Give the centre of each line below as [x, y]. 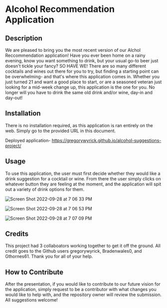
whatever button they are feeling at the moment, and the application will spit [83, 184]
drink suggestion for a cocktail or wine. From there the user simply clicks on [83, 178]
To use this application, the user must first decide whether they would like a [83, 173]
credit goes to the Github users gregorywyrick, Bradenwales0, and [74, 251]
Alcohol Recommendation [60, 9]
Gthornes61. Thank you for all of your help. [49, 256]
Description [24, 38]
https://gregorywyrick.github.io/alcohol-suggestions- [106, 140]
